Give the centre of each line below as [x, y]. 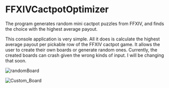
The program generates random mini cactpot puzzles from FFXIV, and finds [85, 24]
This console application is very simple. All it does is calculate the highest [82, 39]
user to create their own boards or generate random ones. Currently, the [81, 50]
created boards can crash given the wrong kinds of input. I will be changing [85, 55]
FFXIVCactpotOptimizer [57, 9]
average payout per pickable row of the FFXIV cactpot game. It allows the [83, 44]
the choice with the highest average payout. [52, 29]
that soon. [16, 60]
